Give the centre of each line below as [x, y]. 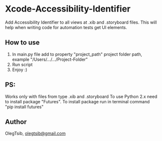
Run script [22, 64]
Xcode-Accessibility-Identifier [68, 9]
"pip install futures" [24, 107]
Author [16, 122]
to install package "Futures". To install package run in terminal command [77, 101]
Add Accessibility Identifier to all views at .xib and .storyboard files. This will [81, 22]
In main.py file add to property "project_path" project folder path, [77, 54]
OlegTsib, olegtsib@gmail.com [35, 133]
